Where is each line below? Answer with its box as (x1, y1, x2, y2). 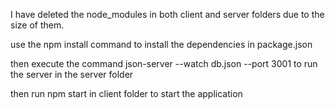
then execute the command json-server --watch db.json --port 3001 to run (10, 58, 318, 69)
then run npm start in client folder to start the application (10, 88, 243, 99)
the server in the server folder (10, 69, 134, 80)
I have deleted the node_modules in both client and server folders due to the (10, 9, 325, 20)
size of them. (10, 19, 65, 31)
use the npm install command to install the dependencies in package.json (10, 39, 313, 50)
